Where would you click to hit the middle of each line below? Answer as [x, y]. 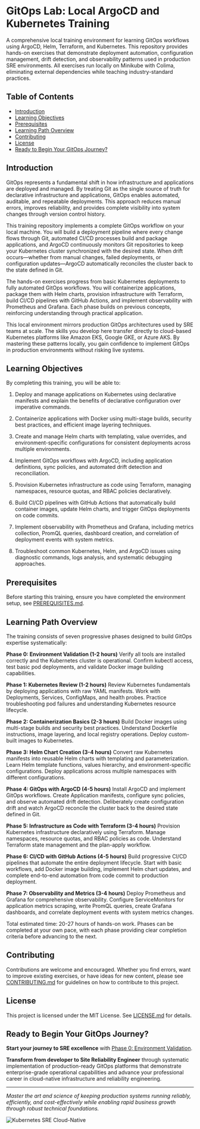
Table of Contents [40, 97]
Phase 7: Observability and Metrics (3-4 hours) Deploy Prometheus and [96, 893]
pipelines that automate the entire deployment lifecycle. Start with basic [94, 863]
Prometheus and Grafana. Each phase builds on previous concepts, [89, 307]
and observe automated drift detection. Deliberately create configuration [95, 802]
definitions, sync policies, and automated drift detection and [88, 467]
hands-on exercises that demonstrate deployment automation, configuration [100, 52]
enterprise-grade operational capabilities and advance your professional [95, 1072]
